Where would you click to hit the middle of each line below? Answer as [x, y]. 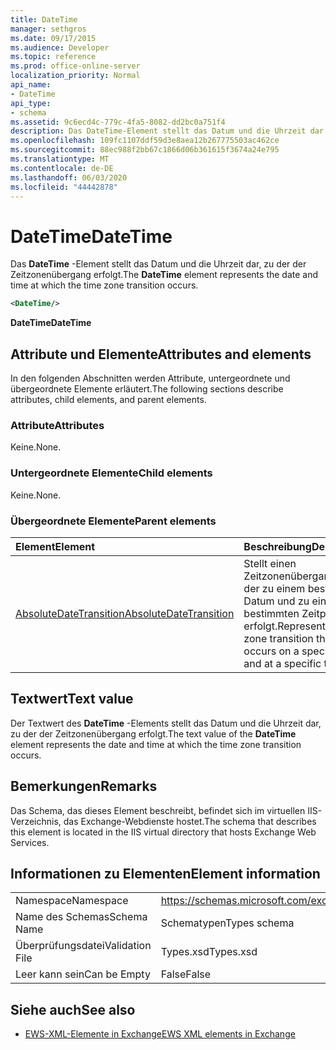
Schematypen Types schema [227, 923]
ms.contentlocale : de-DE [62, 168]
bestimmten [271, 613]
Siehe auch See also [73, 1009]
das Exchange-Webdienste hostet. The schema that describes [190, 821]
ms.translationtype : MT [60, 159]
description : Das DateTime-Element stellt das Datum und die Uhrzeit [158, 131]
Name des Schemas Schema [81, 917]
